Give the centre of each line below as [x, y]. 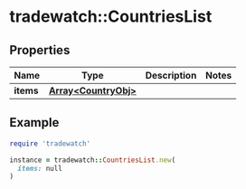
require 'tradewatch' [50, 143]
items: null [40, 168]
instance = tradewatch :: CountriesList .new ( [93, 160]
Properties [40, 50]
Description [171, 76]
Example [34, 123]
